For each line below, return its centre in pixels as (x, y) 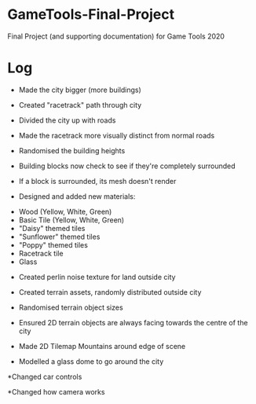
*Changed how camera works (56, 391)
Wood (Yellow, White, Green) (65, 211)
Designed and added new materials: (77, 196)
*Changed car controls (45, 376)
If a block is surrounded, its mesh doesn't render (97, 181)
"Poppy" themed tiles (53, 244)
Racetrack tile (41, 253)
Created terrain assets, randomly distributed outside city (110, 292)
